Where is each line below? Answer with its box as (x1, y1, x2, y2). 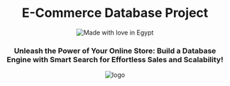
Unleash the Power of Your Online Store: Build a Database (13, 46, 217, 56)
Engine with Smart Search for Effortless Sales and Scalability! (6, 54, 224, 64)
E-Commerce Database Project (21, 5, 209, 21)
